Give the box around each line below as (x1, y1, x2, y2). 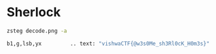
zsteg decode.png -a (6, 27, 68, 34)
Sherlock (6, 4, 61, 20)
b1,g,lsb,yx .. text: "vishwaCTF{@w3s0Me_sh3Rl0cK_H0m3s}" (6, 40, 210, 47)
